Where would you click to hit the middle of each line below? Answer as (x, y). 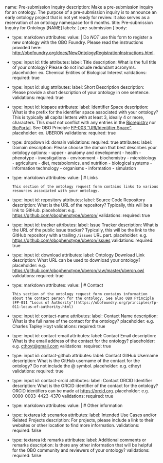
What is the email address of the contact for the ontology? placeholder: (83, 341)
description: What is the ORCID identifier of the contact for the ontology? (85, 386)
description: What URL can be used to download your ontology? (76, 260)
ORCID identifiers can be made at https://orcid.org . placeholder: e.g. (81, 391)
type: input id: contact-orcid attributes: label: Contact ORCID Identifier (82, 380)
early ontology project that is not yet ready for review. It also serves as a (77, 17)
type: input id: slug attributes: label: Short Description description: (78, 87)
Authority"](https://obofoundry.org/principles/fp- (105, 303)
